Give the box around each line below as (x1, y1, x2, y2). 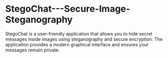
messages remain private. (5, 47, 60, 53)
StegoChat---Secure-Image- (5, 3, 131, 15)
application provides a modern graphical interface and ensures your (5, 41, 149, 47)
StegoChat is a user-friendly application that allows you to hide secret (5, 31, 153, 37)
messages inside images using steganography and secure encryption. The (5, 36, 163, 42)
